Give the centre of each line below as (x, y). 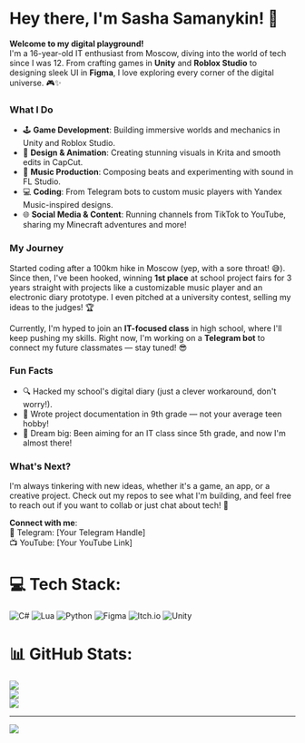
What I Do (31, 110)
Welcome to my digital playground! (77, 44)
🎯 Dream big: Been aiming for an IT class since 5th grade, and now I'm (154, 433)
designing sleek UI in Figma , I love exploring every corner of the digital (142, 73)
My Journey (37, 249)
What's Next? (40, 466)
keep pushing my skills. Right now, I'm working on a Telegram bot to (138, 337)
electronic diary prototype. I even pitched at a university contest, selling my (150, 297)
